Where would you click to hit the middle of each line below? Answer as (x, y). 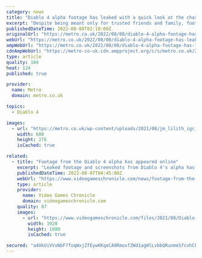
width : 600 (31, 134)
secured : (17, 246)
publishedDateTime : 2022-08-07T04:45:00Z (69, 173)
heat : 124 (19, 68)
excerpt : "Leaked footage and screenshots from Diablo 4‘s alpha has (106, 167)
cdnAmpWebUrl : (24, 51)
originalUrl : (23, 34)
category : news (25, 12)
